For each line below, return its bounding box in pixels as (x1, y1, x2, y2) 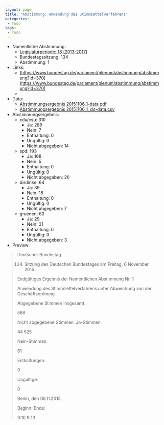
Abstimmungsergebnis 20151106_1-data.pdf (19, 101, 107, 107)
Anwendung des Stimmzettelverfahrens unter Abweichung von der (17, 286, 152, 291)
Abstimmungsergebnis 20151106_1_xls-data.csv (19, 106, 115, 112)
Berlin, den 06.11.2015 (17, 395, 61, 401)
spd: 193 (19, 148, 37, 154)
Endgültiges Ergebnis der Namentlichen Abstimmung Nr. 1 (17, 276, 134, 282)
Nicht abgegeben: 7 (26, 206, 67, 212)
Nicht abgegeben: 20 (26, 174, 70, 180)
